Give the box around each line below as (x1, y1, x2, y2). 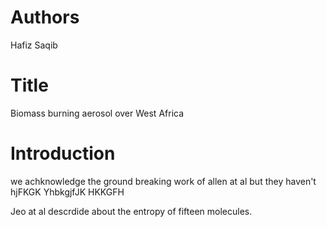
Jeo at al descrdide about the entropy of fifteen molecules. (10, 205, 253, 217)
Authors (10, 6, 80, 29)
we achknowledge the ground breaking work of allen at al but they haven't (10, 175, 317, 187)
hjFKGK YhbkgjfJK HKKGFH (10, 186, 125, 198)
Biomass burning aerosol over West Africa (10, 107, 185, 119)
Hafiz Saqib (10, 39, 58, 51)
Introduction (10, 142, 116, 165)
